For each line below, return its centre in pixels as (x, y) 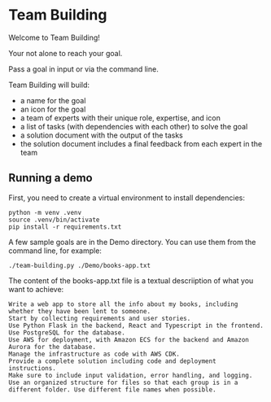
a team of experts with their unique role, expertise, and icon (120, 118)
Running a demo (50, 178)
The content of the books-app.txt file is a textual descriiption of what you (131, 280)
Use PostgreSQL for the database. (67, 332)
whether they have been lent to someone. (80, 311)
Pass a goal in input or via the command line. (83, 69)
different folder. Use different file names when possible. (113, 389)
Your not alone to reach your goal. (66, 53)
